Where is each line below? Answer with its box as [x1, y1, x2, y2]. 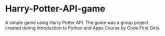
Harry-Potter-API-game [5, 3, 105, 14]
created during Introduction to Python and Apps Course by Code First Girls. [5, 24, 161, 30]
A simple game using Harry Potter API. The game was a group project [5, 19, 149, 25]
